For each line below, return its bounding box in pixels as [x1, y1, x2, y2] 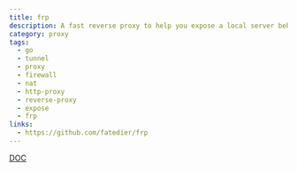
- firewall [17, 71, 57, 80]
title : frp [9, 12, 49, 22]
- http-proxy [17, 87, 65, 96]
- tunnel [17, 54, 49, 63]
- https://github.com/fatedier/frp [17, 128, 148, 137]
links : [9, 120, 34, 129]
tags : [9, 37, 29, 47]
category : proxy [9, 29, 69, 38]
